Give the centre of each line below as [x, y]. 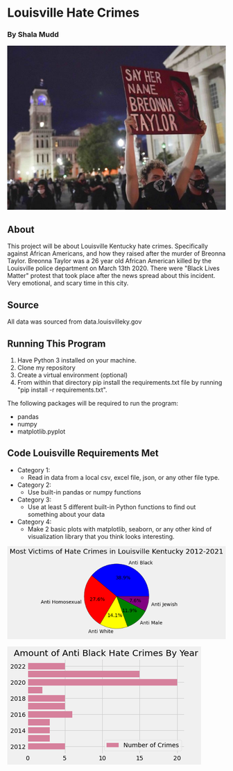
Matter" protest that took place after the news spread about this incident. [111, 276]
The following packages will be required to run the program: [93, 403]
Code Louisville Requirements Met [83, 453]
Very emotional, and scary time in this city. [68, 283]
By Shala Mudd [33, 35]
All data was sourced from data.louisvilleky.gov [75, 322]
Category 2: [34, 485]
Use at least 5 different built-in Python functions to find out [112, 507]
